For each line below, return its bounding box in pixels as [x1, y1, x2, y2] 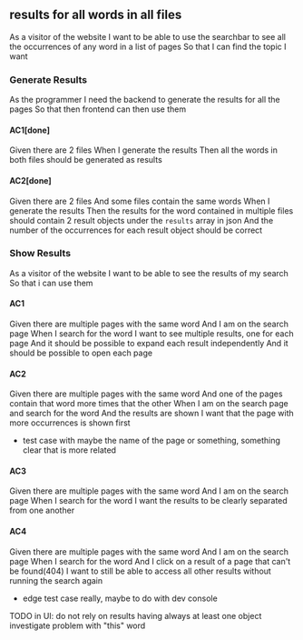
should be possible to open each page [9, 347, 152, 358]
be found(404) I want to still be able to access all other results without [9, 565, 272, 576]
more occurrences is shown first [9, 417, 131, 428]
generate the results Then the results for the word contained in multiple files [9, 205, 294, 216]
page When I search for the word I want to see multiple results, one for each [9, 328, 294, 339]
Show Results [9, 247, 71, 260]
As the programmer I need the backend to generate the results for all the [9, 95, 281, 105]
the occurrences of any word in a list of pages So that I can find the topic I [9, 41, 287, 52]
